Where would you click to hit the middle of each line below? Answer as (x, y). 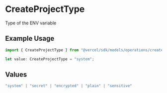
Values (16, 74)
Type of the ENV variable (31, 23)
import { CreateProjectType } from (42, 50)
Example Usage (30, 39)
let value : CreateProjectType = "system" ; (50, 59)
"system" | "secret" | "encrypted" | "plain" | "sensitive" (69, 86)
